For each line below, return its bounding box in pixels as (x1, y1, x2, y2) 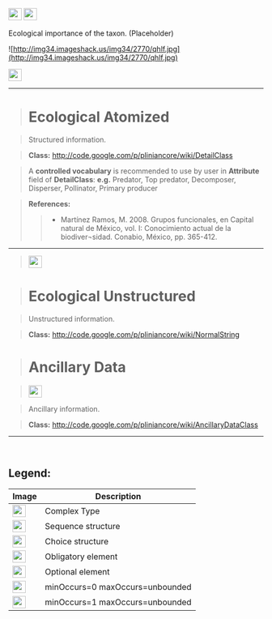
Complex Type (45, 505, 100, 516)
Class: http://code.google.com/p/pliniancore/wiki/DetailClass (28, 150, 233, 160)
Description (95, 490, 142, 502)
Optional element (45, 566, 110, 577)
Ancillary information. (28, 403, 100, 413)
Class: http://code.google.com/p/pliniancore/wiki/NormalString (28, 329, 240, 339)
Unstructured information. (28, 314, 115, 323)
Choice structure (45, 536, 109, 547)
